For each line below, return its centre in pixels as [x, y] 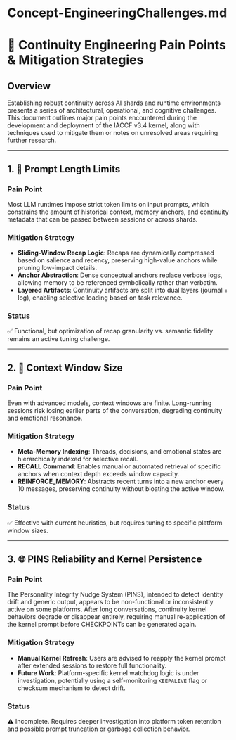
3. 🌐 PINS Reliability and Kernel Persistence [105, 560]
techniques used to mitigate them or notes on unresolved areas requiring [113, 133]
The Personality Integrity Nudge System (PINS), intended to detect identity [115, 594]
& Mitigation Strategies [76, 60]
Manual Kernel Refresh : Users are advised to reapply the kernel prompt [122, 658]
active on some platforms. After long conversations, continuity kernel [107, 609]
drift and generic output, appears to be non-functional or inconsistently [110, 602]
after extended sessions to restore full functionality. [92, 665]
